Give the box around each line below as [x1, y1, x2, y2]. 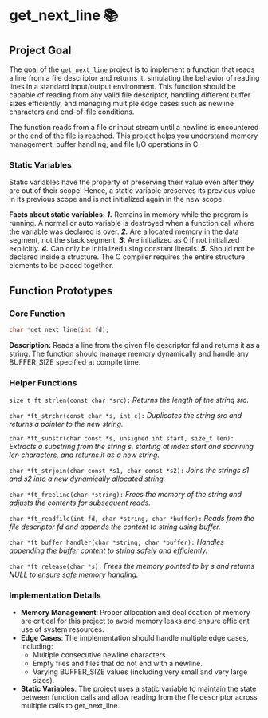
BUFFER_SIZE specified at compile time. [9, 357, 141, 367]
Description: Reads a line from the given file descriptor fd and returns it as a [9, 340, 260, 349]
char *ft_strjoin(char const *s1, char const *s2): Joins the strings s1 [9, 466, 250, 475]
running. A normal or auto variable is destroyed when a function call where [9, 219, 254, 228]
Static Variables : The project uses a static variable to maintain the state [20, 684, 257, 694]
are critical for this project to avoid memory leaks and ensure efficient [20, 616, 250, 626]
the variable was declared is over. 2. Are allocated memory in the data [9, 227, 239, 236]
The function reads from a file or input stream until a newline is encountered [9, 123, 259, 132]
